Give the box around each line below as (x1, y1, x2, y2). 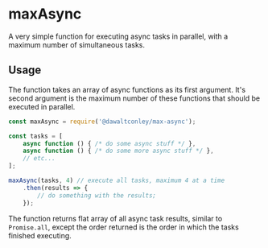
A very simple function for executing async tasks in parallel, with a (8, 31, 229, 41)
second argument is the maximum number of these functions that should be (8, 93, 260, 103)
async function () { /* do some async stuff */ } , (23, 139, 196, 147)
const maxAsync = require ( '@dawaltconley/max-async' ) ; (8, 118, 196, 126)
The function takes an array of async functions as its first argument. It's (8, 85, 246, 94)
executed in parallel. (8, 101, 76, 111)
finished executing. (8, 230, 72, 240)
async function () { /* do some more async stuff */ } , (23, 147, 215, 155)
